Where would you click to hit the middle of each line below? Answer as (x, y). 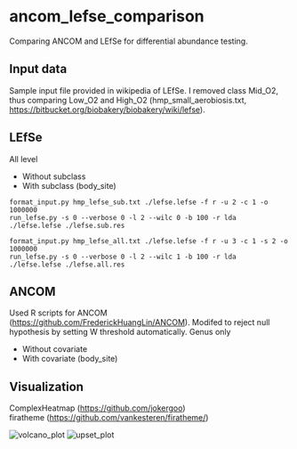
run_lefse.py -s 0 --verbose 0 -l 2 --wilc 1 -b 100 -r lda (123, 257)
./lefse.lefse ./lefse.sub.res (67, 225)
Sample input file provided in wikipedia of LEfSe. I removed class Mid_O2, (144, 90)
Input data (38, 69)
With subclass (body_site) (69, 185)
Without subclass (54, 176)
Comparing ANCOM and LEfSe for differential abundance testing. (129, 41)
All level (24, 159)
